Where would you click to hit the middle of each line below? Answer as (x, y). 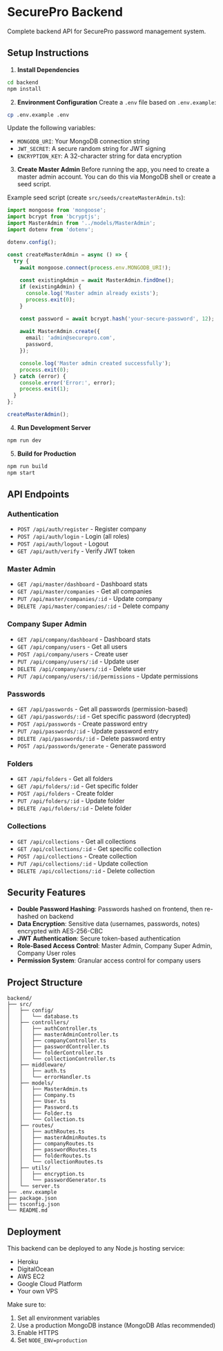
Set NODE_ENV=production (52, 1340)
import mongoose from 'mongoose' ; (57, 211)
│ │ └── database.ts (43, 1017)
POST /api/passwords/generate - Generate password (91, 746)
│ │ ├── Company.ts (41, 1095)
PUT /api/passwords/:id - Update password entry (88, 731)
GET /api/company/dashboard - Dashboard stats (84, 639)
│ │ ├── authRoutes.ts (46, 1132)
